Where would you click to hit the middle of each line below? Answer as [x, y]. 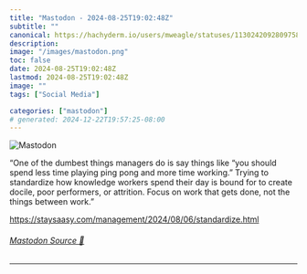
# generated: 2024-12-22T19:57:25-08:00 [88, 120]
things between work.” [52, 202]
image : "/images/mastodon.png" [69, 52]
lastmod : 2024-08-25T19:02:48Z [69, 78]
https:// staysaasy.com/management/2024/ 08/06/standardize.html [134, 219]
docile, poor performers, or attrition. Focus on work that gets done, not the [150, 192]
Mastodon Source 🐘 [47, 240]
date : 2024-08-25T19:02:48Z [63, 69]
